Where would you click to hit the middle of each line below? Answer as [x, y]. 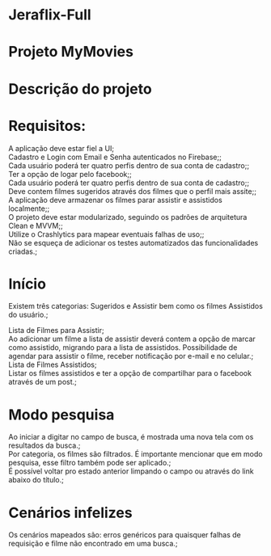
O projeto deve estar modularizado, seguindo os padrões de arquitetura [128, 217]
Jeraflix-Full [50, 15]
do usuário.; [28, 315]
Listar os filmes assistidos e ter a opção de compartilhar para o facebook [130, 373]
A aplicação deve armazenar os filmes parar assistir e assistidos [115, 200]
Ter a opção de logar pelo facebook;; [70, 174]
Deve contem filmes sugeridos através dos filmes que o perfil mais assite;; [133, 191]
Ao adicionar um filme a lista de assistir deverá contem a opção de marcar [132, 339]
